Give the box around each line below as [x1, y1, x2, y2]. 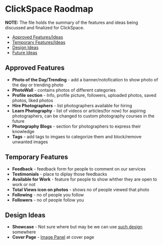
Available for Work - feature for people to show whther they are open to [12, 176, 157, 182]
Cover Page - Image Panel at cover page [12, 234, 94, 240]
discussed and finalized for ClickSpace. [5, 24, 85, 30]
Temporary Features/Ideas [12, 39, 66, 45]
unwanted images [12, 139, 48, 145]
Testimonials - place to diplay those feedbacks [12, 171, 108, 177]
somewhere [12, 229, 36, 235]
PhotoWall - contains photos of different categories [12, 87, 116, 93]
